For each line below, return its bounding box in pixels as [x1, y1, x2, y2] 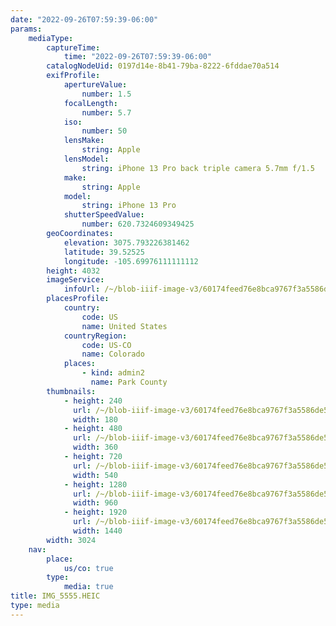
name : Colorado [81, 349, 145, 360]
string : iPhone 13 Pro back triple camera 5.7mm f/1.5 [81, 163, 315, 173]
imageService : [46, 275, 105, 285]
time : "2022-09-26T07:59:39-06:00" [63, 52, 213, 62]
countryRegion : [63, 331, 128, 341]
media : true [63, 582, 114, 592]
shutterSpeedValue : [63, 210, 145, 220]
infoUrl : [63, 284, 101, 295]
